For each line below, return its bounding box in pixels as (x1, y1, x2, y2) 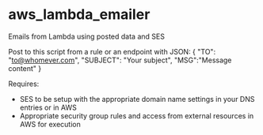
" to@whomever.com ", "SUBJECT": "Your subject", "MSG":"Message (8, 55, 232, 65)
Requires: (8, 79, 40, 88)
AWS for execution (19, 119, 82, 129)
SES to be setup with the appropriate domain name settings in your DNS (19, 94, 255, 103)
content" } (8, 63, 42, 73)
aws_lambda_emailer (8, 6, 151, 24)
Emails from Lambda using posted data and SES (8, 32, 165, 41)
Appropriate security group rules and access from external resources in (19, 111, 254, 120)
